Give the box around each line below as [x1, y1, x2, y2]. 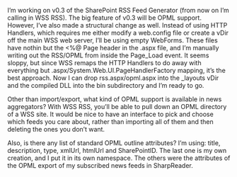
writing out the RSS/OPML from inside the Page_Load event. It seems [7, 51, 209, 59]
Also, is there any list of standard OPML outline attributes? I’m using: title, [7, 139, 221, 147]
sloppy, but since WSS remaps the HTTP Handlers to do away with [7, 59, 202, 67]
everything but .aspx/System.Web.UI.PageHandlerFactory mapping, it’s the [7, 67, 226, 74]
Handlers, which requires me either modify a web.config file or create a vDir [7, 28, 229, 37]
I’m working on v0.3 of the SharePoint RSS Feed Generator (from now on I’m [7, 6, 230, 14]
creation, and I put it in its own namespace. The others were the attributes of [7, 154, 231, 162]
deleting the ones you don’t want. [7, 125, 105, 133]
